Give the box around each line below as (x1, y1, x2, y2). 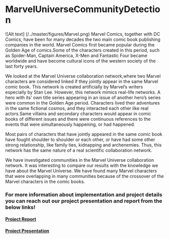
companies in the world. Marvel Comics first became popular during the (5, 41, 155, 47)
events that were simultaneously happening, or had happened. (5, 121, 135, 127)
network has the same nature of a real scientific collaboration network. (5, 147, 152, 153)
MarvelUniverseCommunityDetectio (5, 4, 160, 15)
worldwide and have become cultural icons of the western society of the (5, 58, 156, 64)
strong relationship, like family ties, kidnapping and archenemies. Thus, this (5, 141, 162, 148)
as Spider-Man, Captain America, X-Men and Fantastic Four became (5, 52, 148, 59)
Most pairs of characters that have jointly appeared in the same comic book (5, 131, 162, 137)
